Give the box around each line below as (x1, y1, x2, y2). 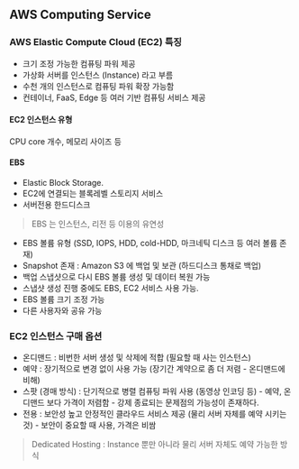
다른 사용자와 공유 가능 (22, 306, 103, 317)
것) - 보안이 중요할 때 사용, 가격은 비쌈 (22, 419, 157, 431)
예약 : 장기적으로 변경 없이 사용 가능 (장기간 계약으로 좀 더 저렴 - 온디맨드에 (22, 363, 285, 374)
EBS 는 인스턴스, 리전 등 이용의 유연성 (31, 218, 165, 229)
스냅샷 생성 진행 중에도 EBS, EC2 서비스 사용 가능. (22, 283, 200, 294)
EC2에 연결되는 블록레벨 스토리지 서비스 (22, 189, 164, 199)
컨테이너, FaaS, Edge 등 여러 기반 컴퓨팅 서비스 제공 (22, 92, 206, 103)
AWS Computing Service (9, 7, 151, 23)
